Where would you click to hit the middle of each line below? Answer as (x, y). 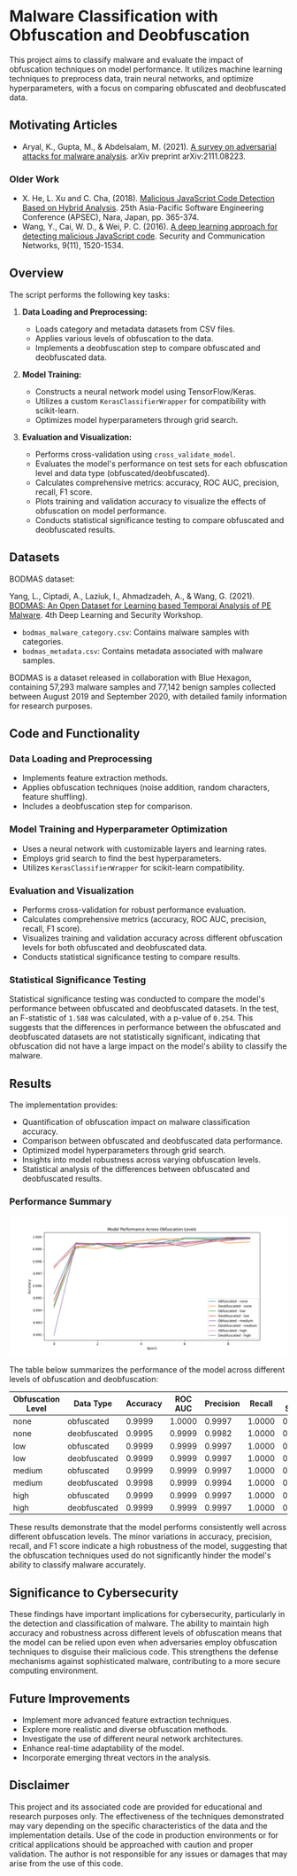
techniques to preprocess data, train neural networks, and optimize (131, 78)
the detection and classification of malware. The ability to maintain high (139, 1623)
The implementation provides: (64, 1105)
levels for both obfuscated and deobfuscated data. (114, 947)
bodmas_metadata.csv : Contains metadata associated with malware (142, 651)
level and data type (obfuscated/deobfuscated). (122, 473)
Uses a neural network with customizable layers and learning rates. (145, 848)
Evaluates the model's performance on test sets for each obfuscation (161, 464)
